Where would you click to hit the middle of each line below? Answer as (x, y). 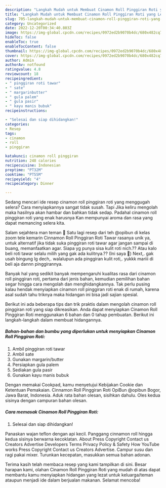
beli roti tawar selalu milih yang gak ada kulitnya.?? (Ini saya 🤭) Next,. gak (80, 254)
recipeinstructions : (26, 111)
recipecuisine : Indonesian (33, 165)
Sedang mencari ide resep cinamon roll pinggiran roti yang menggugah (78, 202)
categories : (17, 124)
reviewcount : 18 (22, 74)
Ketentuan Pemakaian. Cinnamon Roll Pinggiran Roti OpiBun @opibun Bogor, (83, 390)
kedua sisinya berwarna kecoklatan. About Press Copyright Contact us (77, 439)
